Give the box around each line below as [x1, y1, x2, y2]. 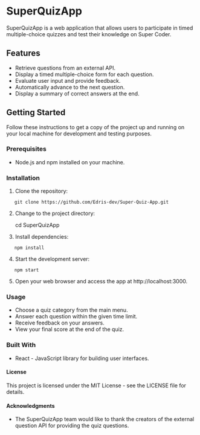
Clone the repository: [15, 187, 68, 195]
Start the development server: [15, 256, 90, 263]
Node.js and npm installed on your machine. [15, 158, 125, 166]
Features [6, 48, 40, 59]
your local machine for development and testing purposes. [6, 130, 152, 137]
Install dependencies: [15, 233, 69, 240]
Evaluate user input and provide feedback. [15, 77, 121, 84]
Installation [6, 173, 40, 182]
